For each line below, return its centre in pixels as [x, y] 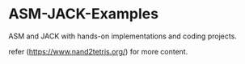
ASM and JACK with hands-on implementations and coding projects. [122, 36]
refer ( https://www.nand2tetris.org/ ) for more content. [98, 51]
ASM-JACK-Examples [84, 14]
